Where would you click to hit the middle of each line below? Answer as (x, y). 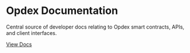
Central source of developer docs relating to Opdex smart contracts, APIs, (95, 27)
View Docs (19, 44)
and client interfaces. (32, 33)
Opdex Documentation (62, 11)
